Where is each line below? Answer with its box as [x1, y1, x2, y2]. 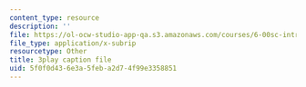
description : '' [9, 22, 71, 31]
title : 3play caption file [9, 55, 112, 64]
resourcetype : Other [9, 47, 88, 56]
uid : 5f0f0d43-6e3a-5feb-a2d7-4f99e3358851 [9, 64, 178, 73]
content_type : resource [9, 13, 100, 23]
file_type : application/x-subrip [9, 38, 137, 48]
